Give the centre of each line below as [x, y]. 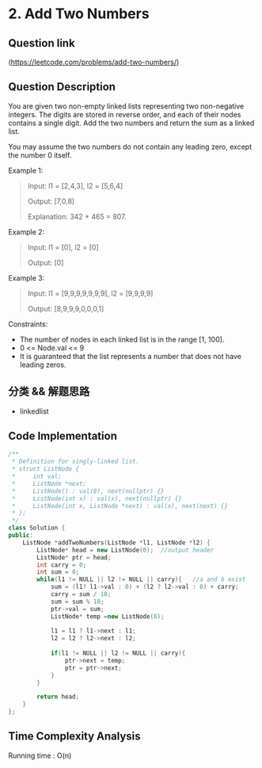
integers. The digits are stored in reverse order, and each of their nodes [125, 114]
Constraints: [28, 324]
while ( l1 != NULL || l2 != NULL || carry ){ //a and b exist [141, 579]
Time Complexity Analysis [74, 737]
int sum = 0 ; [58, 572]
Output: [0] [46, 262]
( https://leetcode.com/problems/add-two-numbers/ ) [94, 62]
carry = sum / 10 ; [81, 594]
